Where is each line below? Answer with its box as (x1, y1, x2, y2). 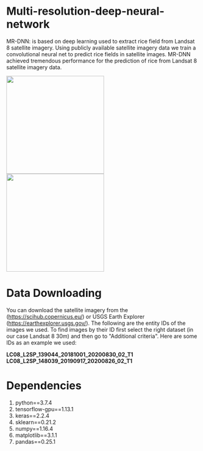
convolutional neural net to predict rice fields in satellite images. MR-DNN (6, 50, 191, 58)
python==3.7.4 (15, 399, 52, 406)
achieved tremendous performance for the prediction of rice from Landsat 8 (6, 57, 198, 64)
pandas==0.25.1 (15, 438, 56, 445)
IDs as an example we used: (6, 338, 77, 346)
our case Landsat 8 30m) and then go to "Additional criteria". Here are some (6, 332, 198, 340)
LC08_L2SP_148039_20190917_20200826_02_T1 (6, 357, 133, 365)
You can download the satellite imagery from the (6, 306, 128, 313)
